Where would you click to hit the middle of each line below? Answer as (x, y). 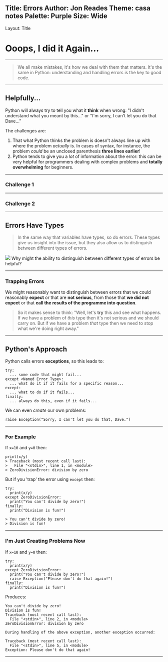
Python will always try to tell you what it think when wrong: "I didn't (74, 110)
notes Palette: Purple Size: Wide (56, 16)
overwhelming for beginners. (43, 167)
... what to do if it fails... (42, 392)
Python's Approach (36, 349)
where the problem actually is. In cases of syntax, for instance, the (81, 145)
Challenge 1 (19, 185)
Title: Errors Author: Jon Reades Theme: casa (78, 8)
